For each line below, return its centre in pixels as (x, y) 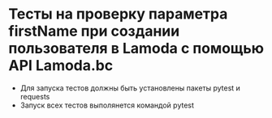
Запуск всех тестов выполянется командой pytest (107, 105)
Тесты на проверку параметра (118, 14)
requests (35, 96)
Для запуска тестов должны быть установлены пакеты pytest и (130, 88)
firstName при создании (94, 31)
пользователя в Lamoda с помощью (136, 48)
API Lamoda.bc (61, 66)
